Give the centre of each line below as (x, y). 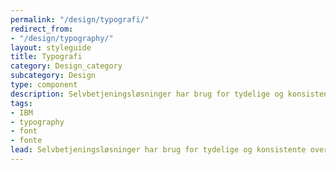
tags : (21, 103)
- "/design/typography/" (62, 38)
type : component (44, 85)
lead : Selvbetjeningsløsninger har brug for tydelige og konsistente (158, 150)
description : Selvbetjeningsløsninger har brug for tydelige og (147, 94)
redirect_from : (42, 29)
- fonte (26, 141)
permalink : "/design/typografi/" (80, 19)
